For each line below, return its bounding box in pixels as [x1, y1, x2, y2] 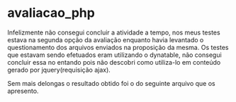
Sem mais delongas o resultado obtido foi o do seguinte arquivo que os [7, 79, 215, 87]
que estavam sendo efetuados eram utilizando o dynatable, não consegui [7, 51, 222, 59]
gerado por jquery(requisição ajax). [7, 65, 111, 74]
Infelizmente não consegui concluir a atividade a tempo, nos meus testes [7, 28, 221, 37]
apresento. [7, 87, 39, 95]
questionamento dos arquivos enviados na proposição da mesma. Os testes [7, 43, 229, 51]
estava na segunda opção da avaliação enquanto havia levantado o [7, 35, 204, 44]
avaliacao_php [7, 5, 96, 21]
